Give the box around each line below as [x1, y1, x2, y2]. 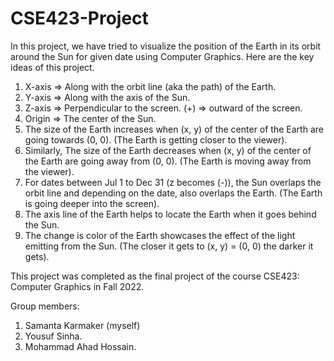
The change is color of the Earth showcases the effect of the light [24, 229, 296, 241]
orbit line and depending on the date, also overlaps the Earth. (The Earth [24, 187, 323, 199]
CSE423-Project [10, 7, 149, 30]
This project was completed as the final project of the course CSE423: [10, 270, 300, 282]
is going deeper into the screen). [24, 197, 160, 209]
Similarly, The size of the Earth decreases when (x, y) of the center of [24, 144, 312, 156]
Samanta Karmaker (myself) [24, 319, 141, 331]
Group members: [10, 300, 80, 312]
